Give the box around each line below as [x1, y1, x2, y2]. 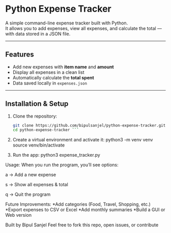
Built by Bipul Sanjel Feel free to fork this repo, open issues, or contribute [5, 222, 159, 228]
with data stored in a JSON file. [5, 31, 71, 37]
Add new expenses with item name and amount [12, 64, 114, 70]
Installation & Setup [5, 100, 69, 108]
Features [5, 50, 34, 59]
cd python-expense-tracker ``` [12, 128, 79, 133]
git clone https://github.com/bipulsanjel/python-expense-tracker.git [12, 123, 166, 128]
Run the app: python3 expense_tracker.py [12, 152, 100, 158]
